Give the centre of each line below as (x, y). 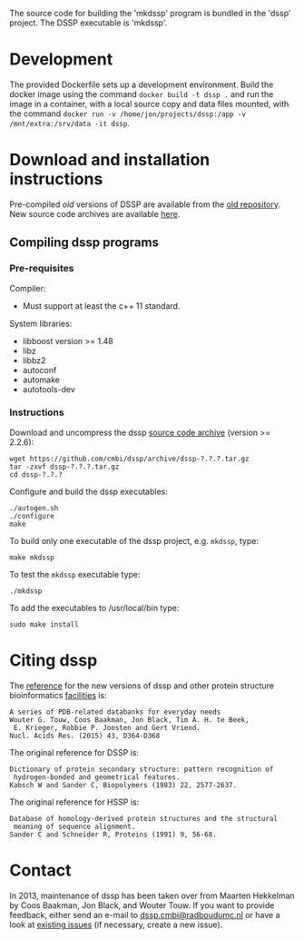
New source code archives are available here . (95, 213)
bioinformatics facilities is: (58, 695)
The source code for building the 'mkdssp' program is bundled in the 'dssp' (150, 13)
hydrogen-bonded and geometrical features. (97, 777)
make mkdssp (32, 558)
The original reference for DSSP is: (74, 752)
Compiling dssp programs (84, 243)
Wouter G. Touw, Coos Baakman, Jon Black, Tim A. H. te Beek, (129, 720)
